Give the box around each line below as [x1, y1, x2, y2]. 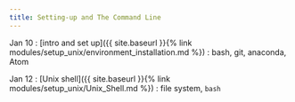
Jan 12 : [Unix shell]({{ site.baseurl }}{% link [9, 73, 171, 84]
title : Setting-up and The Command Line [9, 12, 162, 22]
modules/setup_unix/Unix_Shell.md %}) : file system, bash [9, 82, 221, 93]
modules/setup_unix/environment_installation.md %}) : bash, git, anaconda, [9, 46, 287, 58]
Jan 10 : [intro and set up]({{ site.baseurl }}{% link [9, 37, 193, 48]
